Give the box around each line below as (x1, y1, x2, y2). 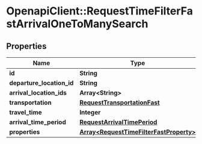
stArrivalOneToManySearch (6, 17, 148, 31)
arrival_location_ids (9, 89, 67, 97)
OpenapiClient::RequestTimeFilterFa (6, 4, 194, 18)
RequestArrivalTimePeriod (79, 118, 158, 126)
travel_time (9, 108, 42, 116)
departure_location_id (9, 79, 74, 87)
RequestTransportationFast (79, 98, 161, 107)
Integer (79, 108, 101, 116)
